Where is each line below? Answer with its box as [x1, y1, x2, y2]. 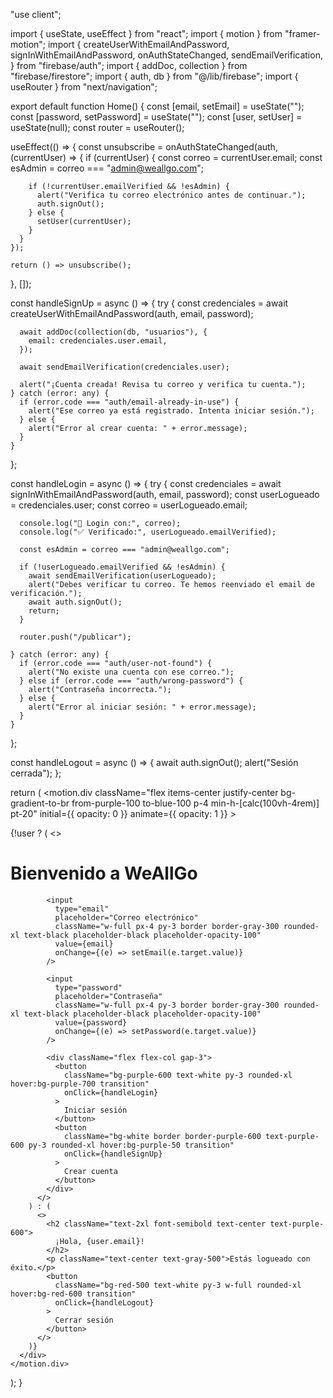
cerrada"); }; [10, 767, 62, 779]
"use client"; [10, 9, 62, 20]
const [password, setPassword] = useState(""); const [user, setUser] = [10, 111, 303, 123]
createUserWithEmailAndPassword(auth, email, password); [10, 308, 254, 319]
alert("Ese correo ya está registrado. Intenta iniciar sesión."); [28, 406, 315, 416]
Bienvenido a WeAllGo [10, 862, 198, 885]
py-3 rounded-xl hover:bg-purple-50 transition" [28, 1140, 235, 1150]
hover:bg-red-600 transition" [10, 1289, 137, 1299]
